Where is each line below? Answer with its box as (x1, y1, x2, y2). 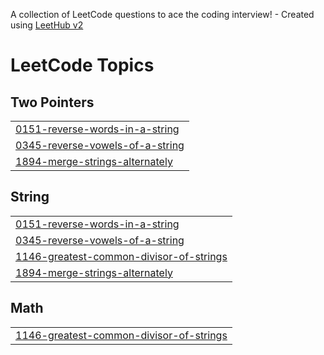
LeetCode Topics (10, 54, 155, 77)
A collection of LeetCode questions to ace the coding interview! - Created (10, 9, 315, 20)
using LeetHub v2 (10, 19, 84, 31)
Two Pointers (10, 94, 95, 111)
